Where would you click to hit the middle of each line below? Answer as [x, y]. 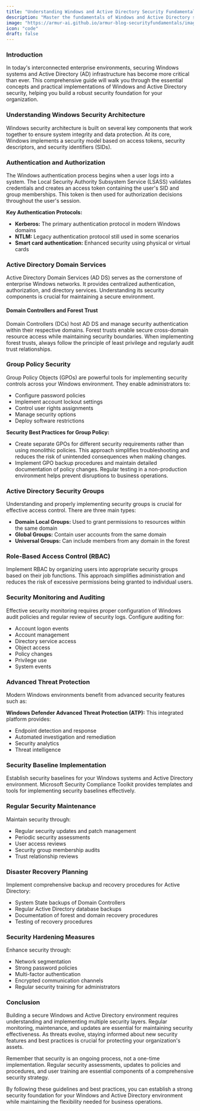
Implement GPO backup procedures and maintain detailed [86, 462]
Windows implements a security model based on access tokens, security [96, 140]
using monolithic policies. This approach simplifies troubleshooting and [102, 450]
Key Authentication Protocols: [44, 212]
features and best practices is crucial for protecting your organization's [93, 1041]
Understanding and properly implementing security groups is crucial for [94, 504]
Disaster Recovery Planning [47, 872]
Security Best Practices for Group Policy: [58, 432]
